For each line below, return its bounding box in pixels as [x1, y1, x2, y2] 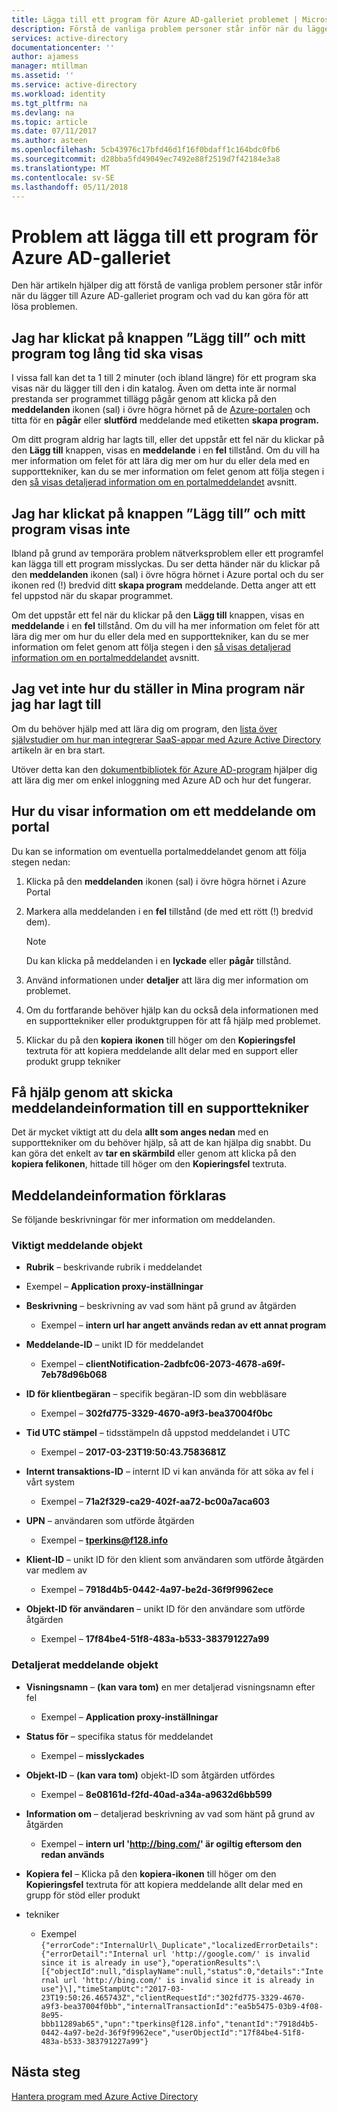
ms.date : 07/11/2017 [11, 126, 98, 136]
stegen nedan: [11, 856, 71, 868]
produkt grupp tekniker [25, 1055, 121, 1067]
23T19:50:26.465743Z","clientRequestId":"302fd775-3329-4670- [40, 1992, 306, 2003]
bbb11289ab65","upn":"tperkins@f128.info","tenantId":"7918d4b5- [40, 2019, 319, 2029]
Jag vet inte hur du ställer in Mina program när [11, 681, 306, 698]
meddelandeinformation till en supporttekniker [11, 1099, 309, 1116]
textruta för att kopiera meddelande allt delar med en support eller [25, 1044, 299, 1056]
